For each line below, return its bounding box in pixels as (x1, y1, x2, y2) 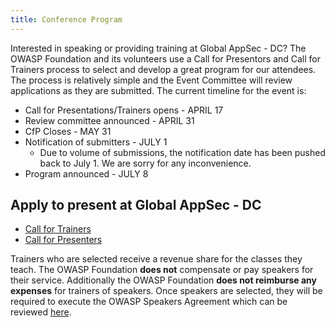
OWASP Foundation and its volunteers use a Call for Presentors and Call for (10, 52, 322, 65)
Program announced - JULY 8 (24, 167, 149, 180)
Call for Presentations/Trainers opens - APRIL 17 (24, 104, 224, 116)
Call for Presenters (24, 234, 103, 246)
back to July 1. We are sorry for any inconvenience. (39, 157, 252, 169)
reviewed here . (10, 306, 72, 318)
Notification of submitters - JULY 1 (24, 136, 168, 148)
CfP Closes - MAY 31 (24, 125, 112, 137)
